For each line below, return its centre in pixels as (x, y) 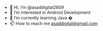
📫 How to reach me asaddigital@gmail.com (54, 23)
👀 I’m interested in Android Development (50, 12)
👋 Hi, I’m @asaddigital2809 (37, 7)
